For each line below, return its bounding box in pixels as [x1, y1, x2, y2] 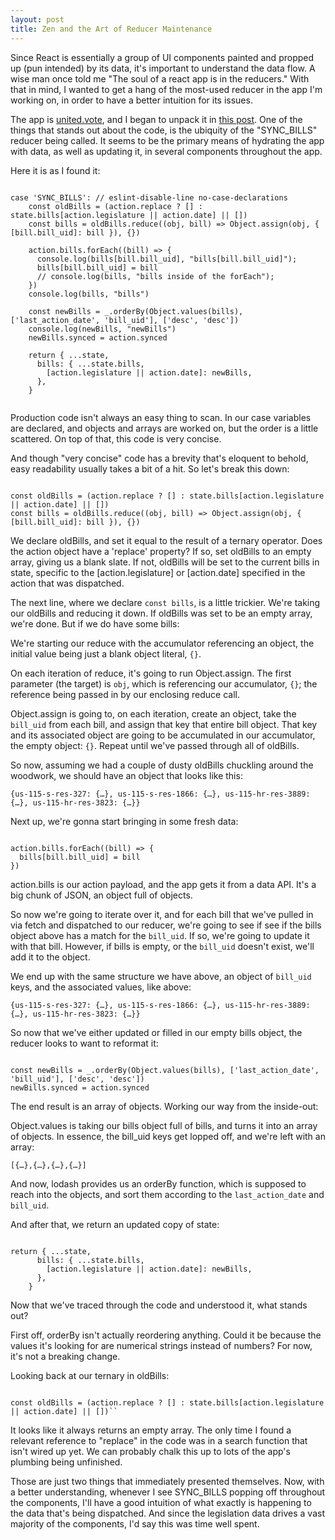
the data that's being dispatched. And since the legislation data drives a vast [10, 1507, 325, 1519]
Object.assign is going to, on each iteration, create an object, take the [10, 707, 297, 720]
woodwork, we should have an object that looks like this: [10, 769, 243, 781]
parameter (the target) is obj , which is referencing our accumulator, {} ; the [10, 677, 318, 690]
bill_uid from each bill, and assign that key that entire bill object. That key [10, 718, 318, 730]
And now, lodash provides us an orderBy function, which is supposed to [10, 1177, 307, 1190]
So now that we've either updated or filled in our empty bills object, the [10, 1026, 303, 1038]
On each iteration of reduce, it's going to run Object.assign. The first [10, 667, 292, 679]
